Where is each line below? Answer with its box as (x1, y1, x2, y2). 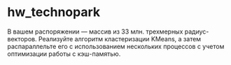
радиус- (184, 27, 209, 36)
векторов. (7, 34, 37, 43)
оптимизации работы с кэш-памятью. (7, 50, 121, 58)
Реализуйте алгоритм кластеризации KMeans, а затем (38, 34, 202, 43)
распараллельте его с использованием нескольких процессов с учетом (7, 42, 225, 50)
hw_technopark (7, 4, 100, 20)
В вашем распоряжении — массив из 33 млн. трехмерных (7, 27, 183, 36)
